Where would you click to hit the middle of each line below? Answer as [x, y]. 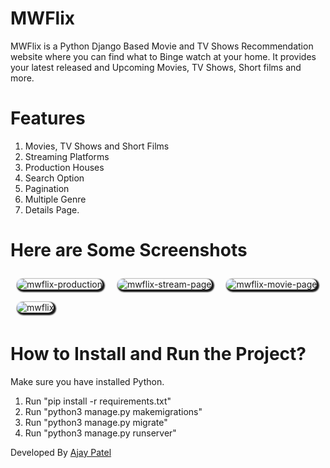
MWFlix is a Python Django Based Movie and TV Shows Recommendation [162, 46]
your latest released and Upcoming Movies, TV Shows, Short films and [156, 67]
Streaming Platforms [67, 156]
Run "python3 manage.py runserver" [100, 433]
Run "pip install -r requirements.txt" [98, 401]
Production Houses [64, 167]
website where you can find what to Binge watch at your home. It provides [163, 56]
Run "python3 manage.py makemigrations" [113, 411]
